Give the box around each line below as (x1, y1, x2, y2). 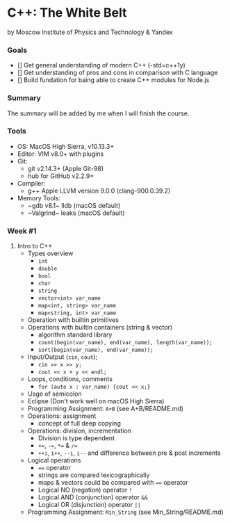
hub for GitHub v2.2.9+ (27, 172, 95, 180)
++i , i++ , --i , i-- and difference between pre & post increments (38, 449, 221, 457)
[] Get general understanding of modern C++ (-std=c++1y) (17, 61, 186, 70)
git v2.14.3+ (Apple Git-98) (27, 164, 104, 172)
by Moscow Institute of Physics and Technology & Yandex (7, 28, 173, 36)
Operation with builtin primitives (27, 316, 120, 324)
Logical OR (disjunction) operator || (38, 501, 141, 509)
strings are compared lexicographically (38, 471, 150, 479)
